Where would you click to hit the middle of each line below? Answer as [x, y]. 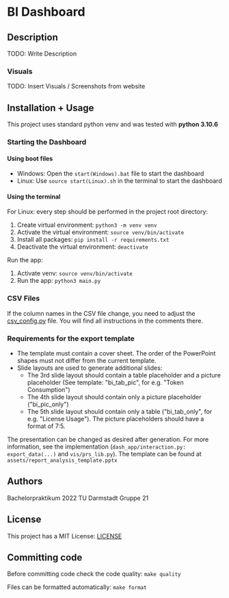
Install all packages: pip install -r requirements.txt [93, 240]
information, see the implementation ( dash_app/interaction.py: [97, 447]
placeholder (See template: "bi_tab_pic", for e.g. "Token [105, 383]
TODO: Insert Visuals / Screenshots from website [76, 86]
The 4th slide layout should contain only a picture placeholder [114, 397]
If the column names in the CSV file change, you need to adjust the [101, 313]
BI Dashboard [46, 12]
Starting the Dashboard [47, 142]
